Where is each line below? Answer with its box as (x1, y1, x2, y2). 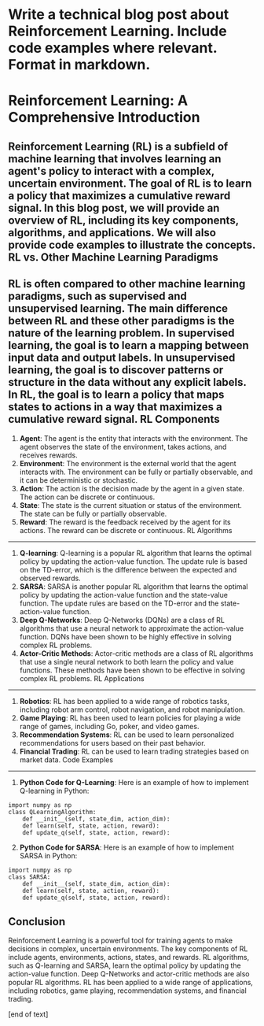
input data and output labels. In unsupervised (8, 351, 236, 365)
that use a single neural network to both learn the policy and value (19, 657, 234, 666)
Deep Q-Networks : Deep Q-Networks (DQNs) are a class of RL (19, 615, 225, 624)
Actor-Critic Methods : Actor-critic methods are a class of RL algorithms (19, 648, 254, 658)
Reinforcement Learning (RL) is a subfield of (8, 139, 229, 153)
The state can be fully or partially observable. (19, 509, 167, 518)
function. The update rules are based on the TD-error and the (19, 598, 219, 608)
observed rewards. (19, 573, 81, 583)
